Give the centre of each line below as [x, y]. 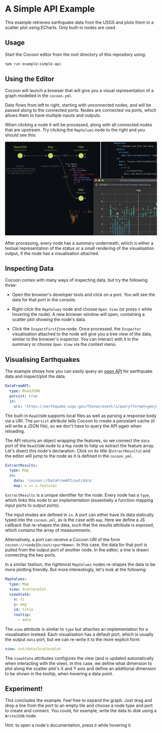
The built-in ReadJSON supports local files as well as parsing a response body [81, 416]
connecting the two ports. [31, 555]
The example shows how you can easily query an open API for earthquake [79, 371]
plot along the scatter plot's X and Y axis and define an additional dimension [81, 668]
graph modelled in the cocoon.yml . [39, 96]
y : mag [20, 605]
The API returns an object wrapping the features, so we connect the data [77, 440]
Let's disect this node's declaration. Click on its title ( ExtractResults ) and [78, 451]
